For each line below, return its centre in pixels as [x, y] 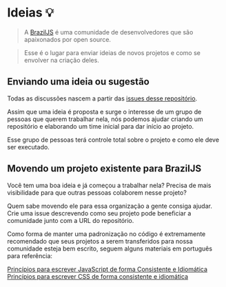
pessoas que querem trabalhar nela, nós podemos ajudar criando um [105, 119]
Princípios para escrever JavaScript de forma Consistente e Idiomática [107, 269]
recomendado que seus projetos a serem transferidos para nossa [100, 241]
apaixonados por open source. [68, 39]
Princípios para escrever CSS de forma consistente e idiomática [97, 276]
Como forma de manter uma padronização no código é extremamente [106, 234]
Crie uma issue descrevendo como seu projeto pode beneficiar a [99, 213]
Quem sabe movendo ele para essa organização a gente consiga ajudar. [110, 206]
